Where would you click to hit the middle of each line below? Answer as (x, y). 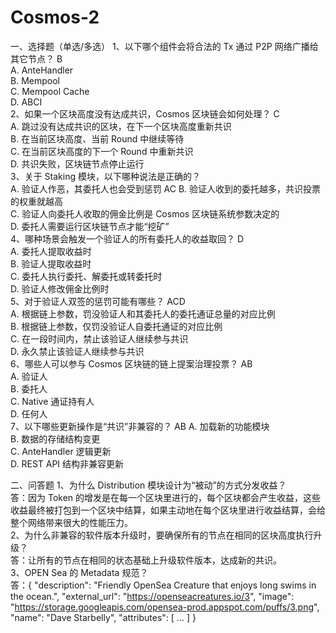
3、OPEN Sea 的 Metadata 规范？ (79, 572)
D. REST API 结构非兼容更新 (67, 463)
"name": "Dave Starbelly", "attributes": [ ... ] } (103, 617)
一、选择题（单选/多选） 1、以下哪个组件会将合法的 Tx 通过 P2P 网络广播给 (164, 46)
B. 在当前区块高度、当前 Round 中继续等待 (97, 138)
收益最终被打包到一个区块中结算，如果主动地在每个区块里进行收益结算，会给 (168, 510)
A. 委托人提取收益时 (51, 251)
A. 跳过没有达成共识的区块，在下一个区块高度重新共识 (121, 126)
